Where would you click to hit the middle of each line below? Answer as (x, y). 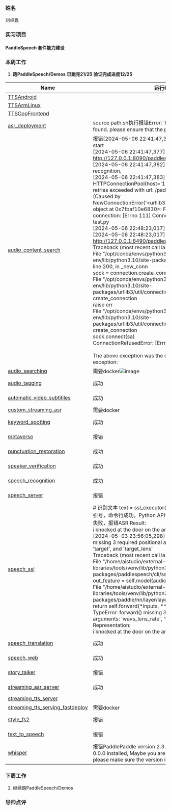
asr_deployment (27, 126)
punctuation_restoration (36, 451)
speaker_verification (32, 466)
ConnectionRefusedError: (123, 343)
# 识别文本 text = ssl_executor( (130, 508)
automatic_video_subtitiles (39, 398)
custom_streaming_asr (35, 410)
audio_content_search (34, 250)
